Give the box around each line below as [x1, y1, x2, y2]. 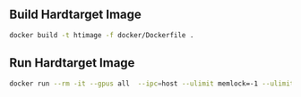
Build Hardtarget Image [9, 7, 142, 22]
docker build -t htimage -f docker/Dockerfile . [9, 30, 194, 39]
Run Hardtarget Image [9, 55, 135, 70]
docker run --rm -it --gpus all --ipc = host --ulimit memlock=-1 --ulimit [9, 79, 295, 88]
